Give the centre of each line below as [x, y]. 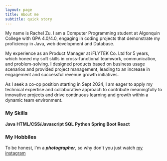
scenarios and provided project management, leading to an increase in [78, 69]
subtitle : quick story [29, 19]
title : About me [22, 14]
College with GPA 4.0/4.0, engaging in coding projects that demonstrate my [83, 38]
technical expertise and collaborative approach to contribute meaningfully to [84, 90]
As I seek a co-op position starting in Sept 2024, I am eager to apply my [79, 84]
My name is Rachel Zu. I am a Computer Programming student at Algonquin [83, 33]
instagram [15, 153]
